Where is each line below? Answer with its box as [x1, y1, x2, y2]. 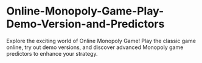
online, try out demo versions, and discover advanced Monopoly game [6, 44, 184, 51]
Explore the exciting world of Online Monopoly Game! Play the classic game [6, 37, 197, 44]
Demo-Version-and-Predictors [6, 17, 165, 31]
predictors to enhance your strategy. [6, 50, 98, 57]
